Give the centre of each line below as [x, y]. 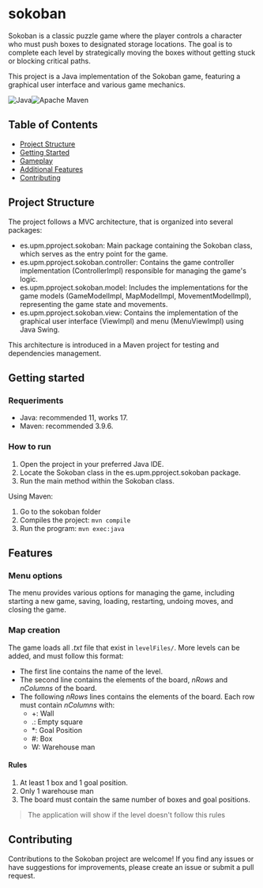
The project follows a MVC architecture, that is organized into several [121, 222]
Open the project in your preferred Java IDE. [92, 464]
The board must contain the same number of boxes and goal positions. [135, 799]
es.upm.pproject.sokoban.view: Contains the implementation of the [129, 313]
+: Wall [43, 713]
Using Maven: [31, 496]
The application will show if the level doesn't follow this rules [126, 814]
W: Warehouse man [63, 747]
